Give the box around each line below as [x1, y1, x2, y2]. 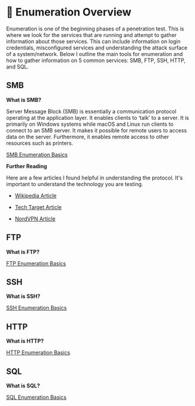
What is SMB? [6, 96, 42, 103]
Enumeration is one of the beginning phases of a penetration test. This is [6, 25, 184, 32]
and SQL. [6, 63, 29, 70]
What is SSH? [6, 293, 40, 300]
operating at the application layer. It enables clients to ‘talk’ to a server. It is [6, 114, 189, 121]
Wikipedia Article [14, 192, 57, 199]
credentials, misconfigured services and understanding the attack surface [6, 44, 188, 51]
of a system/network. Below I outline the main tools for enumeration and [6, 50, 183, 57]
